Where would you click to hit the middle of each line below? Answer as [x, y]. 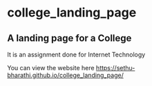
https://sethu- [115, 68]
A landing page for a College [69, 38]
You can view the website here [51, 68]
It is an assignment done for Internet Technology [76, 54]
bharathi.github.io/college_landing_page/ [66, 75]
